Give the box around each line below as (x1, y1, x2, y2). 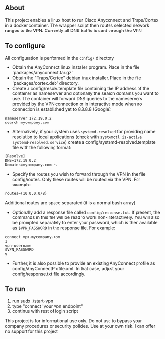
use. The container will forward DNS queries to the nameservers (12, 95, 142, 101)
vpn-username (5, 243, 32, 248)
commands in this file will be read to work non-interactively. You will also (12, 214, 160, 220)
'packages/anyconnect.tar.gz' (12, 69, 73, 75)
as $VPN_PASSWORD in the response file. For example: (12, 225, 116, 231)
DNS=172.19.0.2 (5, 158, 36, 163)
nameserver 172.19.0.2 (5, 116, 52, 121)
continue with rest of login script (12, 308, 78, 314)
